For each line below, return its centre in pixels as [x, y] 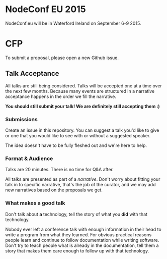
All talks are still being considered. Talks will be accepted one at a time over [83, 86]
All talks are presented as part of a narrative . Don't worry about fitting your [83, 179]
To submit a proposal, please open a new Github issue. [62, 58]
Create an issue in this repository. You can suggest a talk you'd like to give [82, 130]
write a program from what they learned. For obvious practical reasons [78, 235]
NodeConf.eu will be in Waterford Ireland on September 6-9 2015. [73, 23]
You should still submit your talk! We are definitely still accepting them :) [82, 106]
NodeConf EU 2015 [46, 9]
